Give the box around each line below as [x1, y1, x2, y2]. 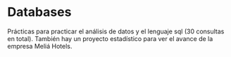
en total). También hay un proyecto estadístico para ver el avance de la [7, 34, 213, 42]
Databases [7, 4, 72, 20]
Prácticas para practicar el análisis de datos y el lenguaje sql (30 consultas [7, 27, 225, 35]
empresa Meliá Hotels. [7, 42, 73, 50]
